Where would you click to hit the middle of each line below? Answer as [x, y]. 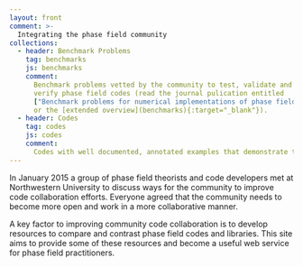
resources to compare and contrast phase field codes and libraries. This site [151, 233]
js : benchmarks [54, 69]
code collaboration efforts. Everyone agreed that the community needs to [146, 197]
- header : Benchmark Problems [74, 51]
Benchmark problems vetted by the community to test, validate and [163, 85]
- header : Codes [48, 118]
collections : [34, 43]
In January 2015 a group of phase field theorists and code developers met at [151, 178]
